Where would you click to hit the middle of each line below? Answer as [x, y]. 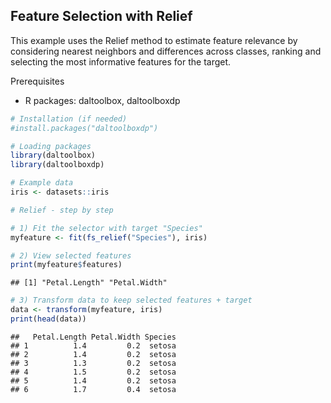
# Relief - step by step [62, 210]
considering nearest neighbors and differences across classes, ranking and [166, 51]
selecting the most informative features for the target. [121, 61]
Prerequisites [37, 81]
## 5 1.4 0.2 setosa [93, 380]
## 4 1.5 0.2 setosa [93, 372]
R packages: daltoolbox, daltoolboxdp [102, 100]
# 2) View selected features [71, 255]
